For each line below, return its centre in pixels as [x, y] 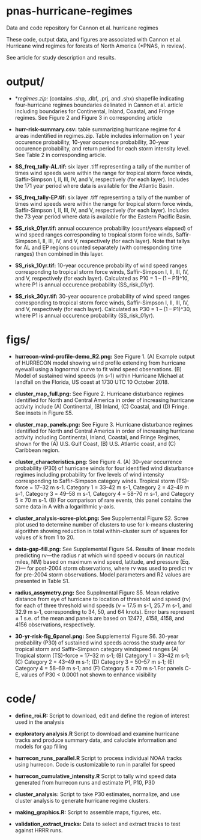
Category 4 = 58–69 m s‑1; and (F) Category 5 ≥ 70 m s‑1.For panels [99, 668]
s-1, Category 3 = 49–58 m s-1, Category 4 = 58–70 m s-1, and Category [104, 493]
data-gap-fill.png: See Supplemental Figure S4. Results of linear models [105, 549]
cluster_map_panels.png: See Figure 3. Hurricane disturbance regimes [104, 424]
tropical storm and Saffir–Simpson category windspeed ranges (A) [97, 649]
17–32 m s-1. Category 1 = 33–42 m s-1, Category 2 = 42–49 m [112, 487]
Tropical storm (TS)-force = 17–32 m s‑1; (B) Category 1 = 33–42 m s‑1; [102, 655]
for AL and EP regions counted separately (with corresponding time [98, 247]
